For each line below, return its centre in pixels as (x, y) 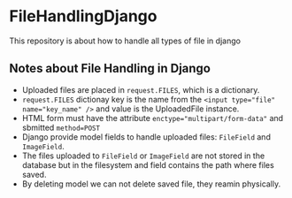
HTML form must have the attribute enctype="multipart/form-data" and (153, 118)
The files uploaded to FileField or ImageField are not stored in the (143, 156)
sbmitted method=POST (61, 127)
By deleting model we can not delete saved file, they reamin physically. (151, 184)
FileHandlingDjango (83, 16)
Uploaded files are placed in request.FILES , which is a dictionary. (141, 89)
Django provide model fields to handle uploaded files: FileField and (146, 137)
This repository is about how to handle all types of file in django (125, 41)
